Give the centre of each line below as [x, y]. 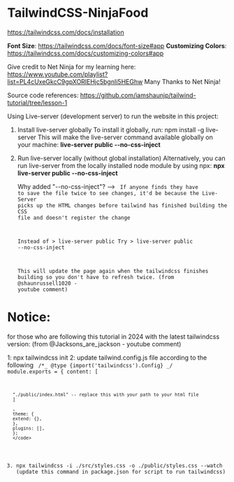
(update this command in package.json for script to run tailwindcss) [121, 472]
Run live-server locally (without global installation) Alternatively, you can [121, 158]
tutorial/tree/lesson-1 [37, 102]
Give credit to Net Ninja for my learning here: [72, 66]
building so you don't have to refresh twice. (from [96, 277]
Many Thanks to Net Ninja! [183, 81]
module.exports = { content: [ [53, 371]
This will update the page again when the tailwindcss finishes [113, 271]
